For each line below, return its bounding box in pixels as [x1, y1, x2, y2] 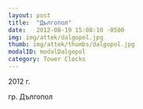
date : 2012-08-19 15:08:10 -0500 [8, 26, 125, 34]
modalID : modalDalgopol [8, 48, 86, 56]
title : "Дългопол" [8, 19, 72, 27]
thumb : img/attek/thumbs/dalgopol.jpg [8, 41, 135, 49]
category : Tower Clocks [8, 56, 86, 64]
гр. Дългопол [8, 92, 53, 101]
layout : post [8, 11, 51, 20]
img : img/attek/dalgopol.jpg [8, 33, 104, 42]
